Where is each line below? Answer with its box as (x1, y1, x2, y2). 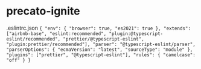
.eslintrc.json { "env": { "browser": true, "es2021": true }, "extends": (6, 24, 191, 31)
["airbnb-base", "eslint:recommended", (6, 30, 107, 37)
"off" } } (6, 57, 31, 63)
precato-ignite (6, 4, 80, 18)
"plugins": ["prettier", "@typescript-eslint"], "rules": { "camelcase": (6, 51, 196, 58)
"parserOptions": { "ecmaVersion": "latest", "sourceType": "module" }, (6, 47, 193, 53)
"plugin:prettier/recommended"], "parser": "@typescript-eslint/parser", (6, 41, 196, 47)
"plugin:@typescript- (109, 30, 164, 37)
